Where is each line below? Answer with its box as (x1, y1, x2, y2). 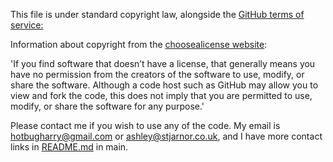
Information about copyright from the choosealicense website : (10, 39, 268, 50)
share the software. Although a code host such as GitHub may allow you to (10, 79, 319, 91)
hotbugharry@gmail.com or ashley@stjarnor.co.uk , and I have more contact (10, 130, 323, 142)
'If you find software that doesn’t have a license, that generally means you (10, 58, 316, 69)
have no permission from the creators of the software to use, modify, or (10, 69, 305, 80)
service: (10, 19, 44, 31)
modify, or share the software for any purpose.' (10, 100, 205, 112)
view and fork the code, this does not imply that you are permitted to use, (10, 90, 313, 101)
